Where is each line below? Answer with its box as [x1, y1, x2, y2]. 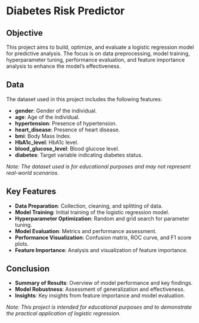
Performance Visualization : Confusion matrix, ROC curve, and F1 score [14, 234, 192, 241]
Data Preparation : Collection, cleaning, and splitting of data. [14, 202, 163, 209]
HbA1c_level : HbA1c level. [14, 139, 79, 146]
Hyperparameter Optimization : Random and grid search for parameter [14, 215, 189, 222]
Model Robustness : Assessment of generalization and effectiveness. [14, 286, 185, 293]
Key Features [6, 186, 57, 197]
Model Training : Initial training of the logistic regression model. [14, 208, 170, 215]
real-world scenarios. [6, 169, 60, 176]
